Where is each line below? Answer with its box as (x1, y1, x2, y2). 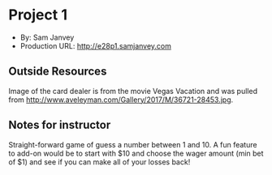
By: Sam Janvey (19, 32, 75, 42)
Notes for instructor (8, 118, 111, 132)
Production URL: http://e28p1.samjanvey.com (19, 41, 172, 50)
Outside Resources (8, 65, 107, 79)
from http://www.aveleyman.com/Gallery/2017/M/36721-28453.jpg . (8, 95, 234, 105)
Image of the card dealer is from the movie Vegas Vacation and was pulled (8, 86, 258, 96)
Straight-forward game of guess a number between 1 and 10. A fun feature (8, 139, 257, 149)
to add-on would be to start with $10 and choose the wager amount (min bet (8, 148, 264, 158)
